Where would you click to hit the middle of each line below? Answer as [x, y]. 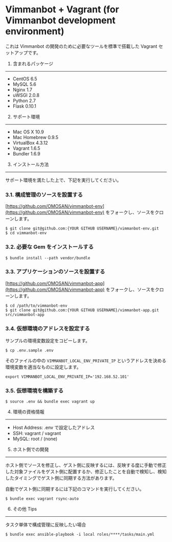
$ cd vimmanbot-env [26, 233]
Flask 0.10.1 [25, 106]
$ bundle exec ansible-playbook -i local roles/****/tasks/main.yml [80, 535]
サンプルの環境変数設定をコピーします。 [48, 341]
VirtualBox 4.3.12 [30, 143]
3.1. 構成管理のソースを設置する [44, 195]
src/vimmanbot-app [25, 314]
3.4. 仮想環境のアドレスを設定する [48, 328]
